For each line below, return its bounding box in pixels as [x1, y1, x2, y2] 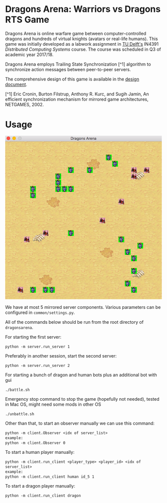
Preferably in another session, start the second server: [5, 353, 117, 359]
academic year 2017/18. [5, 51, 54, 58]
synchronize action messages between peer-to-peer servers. [5, 66, 131, 72]
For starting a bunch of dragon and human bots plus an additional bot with [5, 371, 158, 378]
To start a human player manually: [5, 449, 75, 455]
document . [5, 81, 27, 87]
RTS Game [5, 14, 50, 25]
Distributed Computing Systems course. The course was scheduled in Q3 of [5, 46, 162, 52]
